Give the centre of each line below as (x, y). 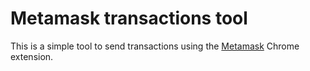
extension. (32, 56)
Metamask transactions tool (129, 18)
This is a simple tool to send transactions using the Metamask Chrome (155, 46)
